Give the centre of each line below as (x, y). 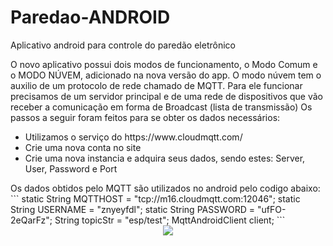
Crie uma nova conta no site (83, 147)
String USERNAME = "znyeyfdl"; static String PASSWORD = (132, 209)
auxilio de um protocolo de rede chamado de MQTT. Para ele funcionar (156, 85)
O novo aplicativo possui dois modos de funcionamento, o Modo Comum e (164, 64)
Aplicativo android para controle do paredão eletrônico (123, 45)
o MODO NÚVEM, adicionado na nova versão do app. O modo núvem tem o (166, 75)
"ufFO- (271, 209)
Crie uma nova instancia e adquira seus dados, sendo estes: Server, (165, 158)
